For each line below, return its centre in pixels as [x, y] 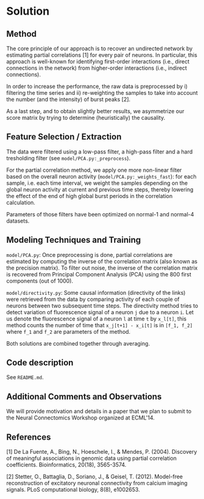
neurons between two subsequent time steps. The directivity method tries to [102, 305]
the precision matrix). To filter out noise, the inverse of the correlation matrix [102, 268]
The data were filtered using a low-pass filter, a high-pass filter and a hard [100, 152]
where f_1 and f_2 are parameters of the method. [69, 331]
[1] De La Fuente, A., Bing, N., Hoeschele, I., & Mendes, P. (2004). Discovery [102, 452]
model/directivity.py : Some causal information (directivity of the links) [96, 292]
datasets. [18, 221]
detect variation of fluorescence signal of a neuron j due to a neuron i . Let [100, 312]
